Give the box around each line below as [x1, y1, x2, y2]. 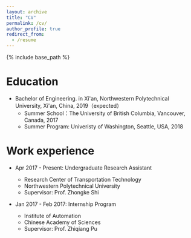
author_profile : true [6, 25, 61, 32]
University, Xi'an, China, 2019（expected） [15, 102, 123, 109]
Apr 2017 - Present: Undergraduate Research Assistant [15, 164, 152, 171]
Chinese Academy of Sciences [24, 219, 101, 226]
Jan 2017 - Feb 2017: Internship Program [15, 200, 117, 208]
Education [6, 75, 59, 88]
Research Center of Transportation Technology [24, 176, 142, 183]
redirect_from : [6, 31, 45, 38]
